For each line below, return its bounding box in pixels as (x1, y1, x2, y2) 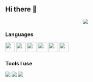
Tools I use (5, 60, 33, 67)
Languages (5, 31, 34, 38)
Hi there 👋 (5, 5, 37, 14)
